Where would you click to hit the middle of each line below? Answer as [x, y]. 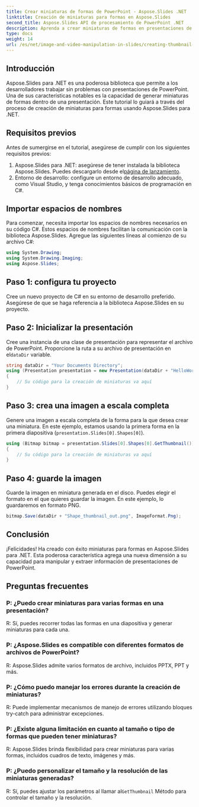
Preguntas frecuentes [47, 586]
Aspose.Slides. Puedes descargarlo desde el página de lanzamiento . [98, 171]
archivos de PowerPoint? [43, 652]
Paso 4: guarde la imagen [54, 478]
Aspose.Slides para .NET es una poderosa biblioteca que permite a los [92, 83]
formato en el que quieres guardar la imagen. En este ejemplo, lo [85, 499]
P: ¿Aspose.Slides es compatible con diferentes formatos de [95, 645]
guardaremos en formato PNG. [44, 505]
